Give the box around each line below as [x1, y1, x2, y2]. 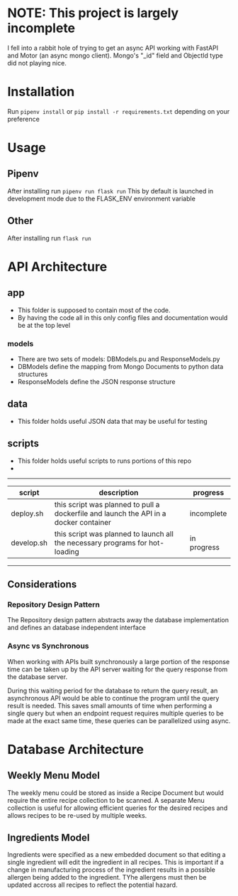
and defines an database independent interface [7, 624, 147, 632]
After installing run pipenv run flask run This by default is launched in [7, 186, 214, 195]
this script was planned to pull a [54, 499, 160, 509]
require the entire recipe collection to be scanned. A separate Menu [7, 796, 205, 804]
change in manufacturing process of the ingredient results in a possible [7, 865, 216, 874]
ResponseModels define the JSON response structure [17, 377, 176, 385]
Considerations [7, 578, 77, 590]
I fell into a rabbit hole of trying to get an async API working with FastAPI [7, 43, 219, 52]
